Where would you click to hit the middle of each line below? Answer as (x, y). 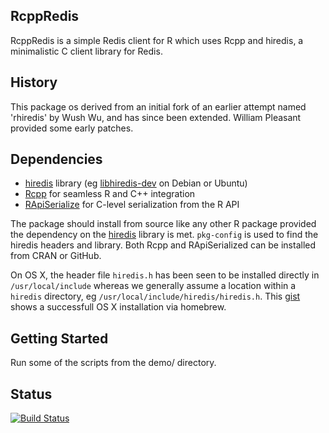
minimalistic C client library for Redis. (86, 51)
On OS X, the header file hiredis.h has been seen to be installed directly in (165, 275)
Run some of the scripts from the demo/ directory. (113, 363)
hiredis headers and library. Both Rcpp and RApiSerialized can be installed (163, 245)
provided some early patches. (72, 128)
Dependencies (56, 159)
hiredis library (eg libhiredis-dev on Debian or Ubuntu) (136, 183)
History (34, 82)
